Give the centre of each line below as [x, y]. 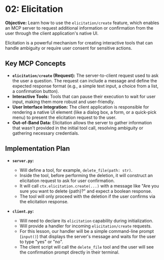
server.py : [23, 160]
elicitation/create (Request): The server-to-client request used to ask [85, 75]
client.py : [23, 211]
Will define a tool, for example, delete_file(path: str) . [76, 170]
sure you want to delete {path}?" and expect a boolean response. [86, 191]
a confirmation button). [35, 91]
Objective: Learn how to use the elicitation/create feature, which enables [82, 23]
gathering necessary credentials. [46, 133]
